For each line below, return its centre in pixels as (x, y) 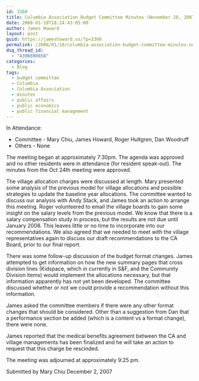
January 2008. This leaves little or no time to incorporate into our (85, 226)
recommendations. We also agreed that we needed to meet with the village (97, 232)
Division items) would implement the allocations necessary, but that (89, 275)
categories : (21, 61)
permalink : (20, 45)
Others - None (32, 146)
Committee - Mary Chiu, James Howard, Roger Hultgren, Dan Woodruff (102, 140)
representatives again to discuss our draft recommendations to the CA (92, 238)
